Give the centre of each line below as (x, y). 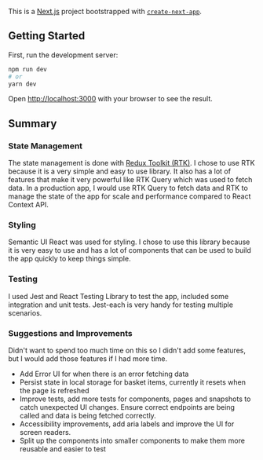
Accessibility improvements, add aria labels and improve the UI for (127, 424)
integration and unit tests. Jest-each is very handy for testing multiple (121, 305)
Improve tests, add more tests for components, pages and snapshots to (135, 399)
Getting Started (47, 36)
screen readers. (45, 433)
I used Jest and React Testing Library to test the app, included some (119, 296)
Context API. (29, 205)
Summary (33, 124)
